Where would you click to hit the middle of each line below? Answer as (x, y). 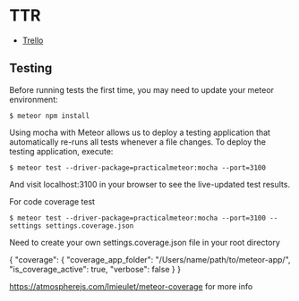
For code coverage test (52, 201)
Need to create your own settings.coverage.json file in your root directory (145, 242)
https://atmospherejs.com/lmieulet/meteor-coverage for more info (131, 286)
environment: (34, 99)
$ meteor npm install (50, 116)
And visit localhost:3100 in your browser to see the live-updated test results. (150, 184)
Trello (33, 40)
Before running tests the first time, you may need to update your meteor (142, 89)
